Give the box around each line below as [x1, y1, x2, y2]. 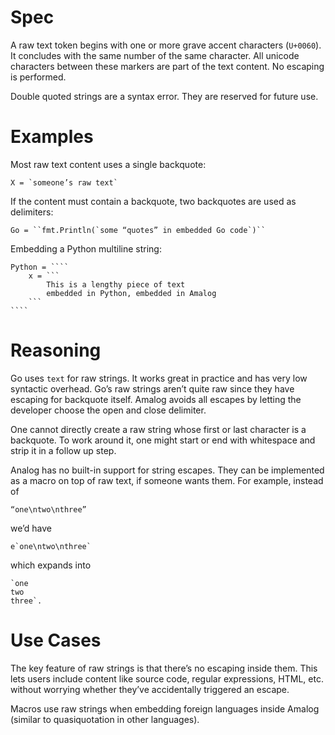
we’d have [10, 522, 53, 534]
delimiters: [10, 206, 54, 218]
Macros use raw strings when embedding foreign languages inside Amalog [10, 702, 320, 715]
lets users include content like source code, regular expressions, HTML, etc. [10, 672, 324, 685]
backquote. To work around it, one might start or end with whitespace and [10, 434, 316, 446]
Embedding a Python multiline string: [10, 242, 162, 255]
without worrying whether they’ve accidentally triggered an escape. [10, 683, 290, 695]
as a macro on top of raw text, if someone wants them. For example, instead [10, 474, 324, 486]
